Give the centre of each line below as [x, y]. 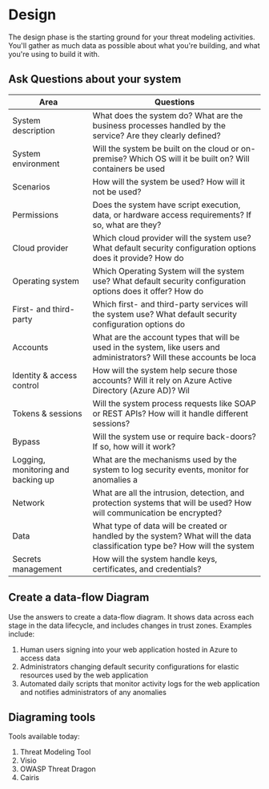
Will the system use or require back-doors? [174, 437]
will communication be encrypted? [157, 513]
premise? [110, 158]
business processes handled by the [159, 125]
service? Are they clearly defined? [157, 136]
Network [29, 502]
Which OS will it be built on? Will [189, 158]
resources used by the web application [84, 675]
